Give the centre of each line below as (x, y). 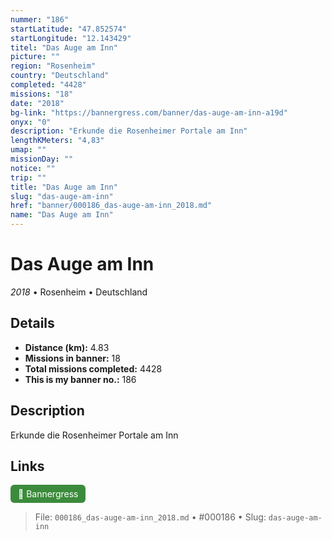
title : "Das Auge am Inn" (64, 187)
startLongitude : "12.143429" (71, 38)
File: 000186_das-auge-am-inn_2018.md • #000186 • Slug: (150, 517)
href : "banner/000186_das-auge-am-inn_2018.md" (111, 206)
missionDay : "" (42, 159)
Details (32, 323)
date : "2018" (37, 103)
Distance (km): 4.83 (67, 347)
